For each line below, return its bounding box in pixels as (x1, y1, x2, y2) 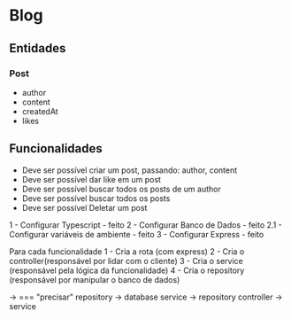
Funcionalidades (9, 141, 103, 156)
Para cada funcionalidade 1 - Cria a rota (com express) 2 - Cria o (9, 245, 245, 257)
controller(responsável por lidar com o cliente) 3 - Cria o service (9, 255, 243, 266)
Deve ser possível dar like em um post (21, 174, 162, 184)
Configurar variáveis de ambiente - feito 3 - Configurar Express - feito (9, 229, 264, 239)
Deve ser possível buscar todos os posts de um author (21, 183, 221, 194)
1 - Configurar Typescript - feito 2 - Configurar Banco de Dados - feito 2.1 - (9, 219, 283, 230)
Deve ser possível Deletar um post (21, 202, 148, 213)
